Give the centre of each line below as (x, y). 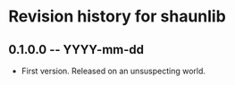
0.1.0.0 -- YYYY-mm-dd (76, 50)
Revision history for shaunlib (117, 17)
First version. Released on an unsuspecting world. (113, 71)
